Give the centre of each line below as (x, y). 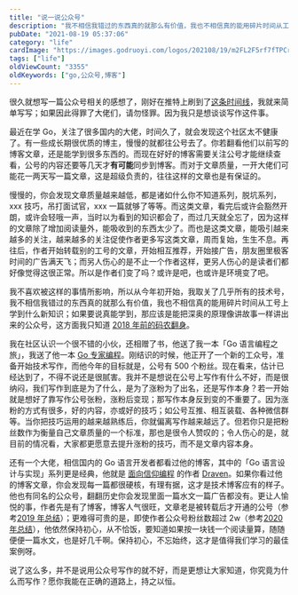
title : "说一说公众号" (47, 17)
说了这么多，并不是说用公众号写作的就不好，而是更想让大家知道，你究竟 (141, 570)
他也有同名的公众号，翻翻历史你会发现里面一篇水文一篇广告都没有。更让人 (145, 496)
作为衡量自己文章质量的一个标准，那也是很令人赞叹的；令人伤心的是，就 (157, 432)
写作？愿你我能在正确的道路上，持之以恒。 (102, 581)
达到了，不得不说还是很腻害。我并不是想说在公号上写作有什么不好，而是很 (153, 377)
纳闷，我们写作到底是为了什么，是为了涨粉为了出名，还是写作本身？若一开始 (149, 388)
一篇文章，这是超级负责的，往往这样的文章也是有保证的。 (161, 176)
